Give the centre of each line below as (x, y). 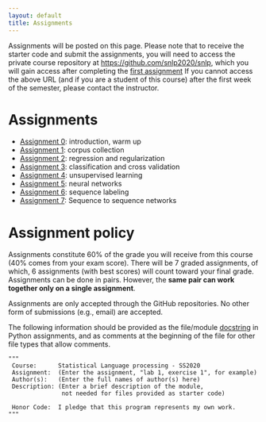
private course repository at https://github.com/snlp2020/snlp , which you (129, 62)
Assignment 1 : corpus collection (72, 150)
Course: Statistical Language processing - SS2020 (106, 366)
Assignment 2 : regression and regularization (92, 159)
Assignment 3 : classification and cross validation (100, 167)
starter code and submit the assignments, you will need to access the (122, 54)
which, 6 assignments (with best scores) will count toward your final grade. (131, 271)
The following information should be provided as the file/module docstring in (133, 328)
